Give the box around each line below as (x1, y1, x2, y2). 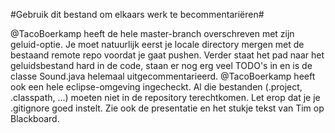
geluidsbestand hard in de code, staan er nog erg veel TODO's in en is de (10, 60, 313, 71)
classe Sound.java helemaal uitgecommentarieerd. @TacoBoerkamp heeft (10, 70, 316, 82)
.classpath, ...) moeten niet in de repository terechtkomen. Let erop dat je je (10, 92, 321, 103)
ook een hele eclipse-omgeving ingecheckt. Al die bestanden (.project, (10, 81, 303, 93)
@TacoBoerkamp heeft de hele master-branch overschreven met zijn (10, 28, 295, 39)
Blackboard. (10, 113, 60, 124)
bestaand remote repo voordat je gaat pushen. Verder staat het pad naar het (10, 49, 325, 61)
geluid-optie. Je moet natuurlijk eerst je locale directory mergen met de (10, 39, 305, 50)
